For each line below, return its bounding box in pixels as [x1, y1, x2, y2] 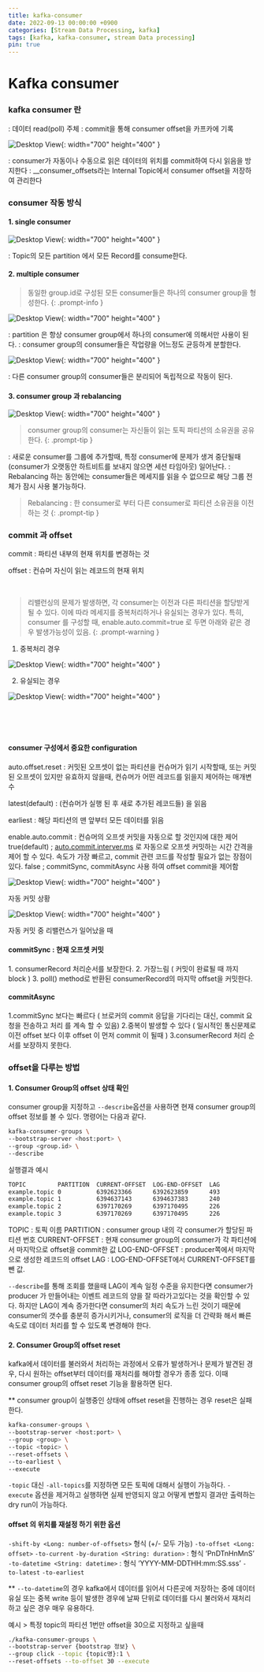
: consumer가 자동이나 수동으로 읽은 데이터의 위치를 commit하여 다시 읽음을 [8, 155, 244, 165]
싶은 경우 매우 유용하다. [22, 1603, 95, 1612]
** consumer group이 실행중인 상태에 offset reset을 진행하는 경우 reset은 [8, 1395, 238, 1405]
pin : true [8, 41, 41, 49]
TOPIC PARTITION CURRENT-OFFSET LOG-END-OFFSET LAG [8, 1180, 221, 1188]
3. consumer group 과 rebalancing [8, 391, 122, 400]
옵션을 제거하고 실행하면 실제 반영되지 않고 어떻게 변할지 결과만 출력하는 [35, 1490, 256, 1499]
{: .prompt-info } [50, 297, 104, 307]
